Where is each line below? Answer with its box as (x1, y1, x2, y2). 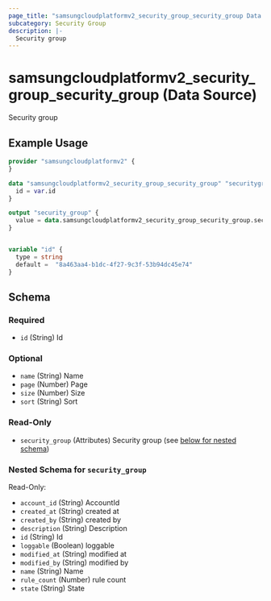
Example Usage (8, 136, 89, 150)
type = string (15, 253, 63, 261)
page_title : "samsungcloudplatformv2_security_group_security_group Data (8, 11, 262, 20)
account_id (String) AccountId (19, 498, 120, 508)
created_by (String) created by (19, 515, 122, 524)
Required (8, 314, 45, 325)
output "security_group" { (8, 209, 99, 218)
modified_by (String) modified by (19, 557, 129, 568)
